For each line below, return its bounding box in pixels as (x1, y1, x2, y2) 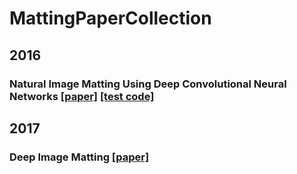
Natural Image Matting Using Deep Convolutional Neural (9, 77, 287, 91)
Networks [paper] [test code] (9, 89, 155, 103)
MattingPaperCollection (9, 7, 212, 30)
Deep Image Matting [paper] (9, 150, 150, 164)
